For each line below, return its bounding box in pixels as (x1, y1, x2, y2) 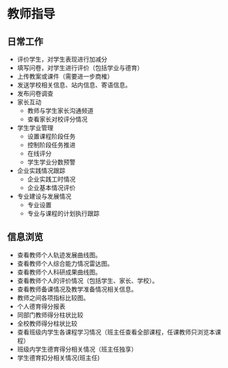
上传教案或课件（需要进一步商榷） (16, 73, 114, 80)
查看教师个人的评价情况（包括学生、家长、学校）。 (16, 276, 159, 284)
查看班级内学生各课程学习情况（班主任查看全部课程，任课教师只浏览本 (16, 328, 216, 336)
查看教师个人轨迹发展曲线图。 (16, 251, 101, 259)
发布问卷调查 (16, 90, 53, 97)
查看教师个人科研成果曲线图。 (16, 268, 101, 276)
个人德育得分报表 (16, 302, 66, 310)
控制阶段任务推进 (27, 141, 76, 149)
